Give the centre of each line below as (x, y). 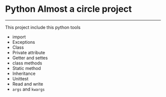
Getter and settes (30, 58)
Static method (26, 68)
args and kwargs (28, 89)
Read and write (28, 84)
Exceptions (24, 42)
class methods (27, 63)
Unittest (20, 79)
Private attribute (29, 52)
